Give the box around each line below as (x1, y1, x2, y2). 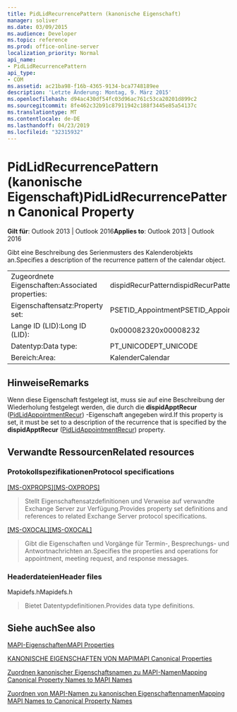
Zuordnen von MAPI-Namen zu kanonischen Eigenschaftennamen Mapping (7, 689, 225, 697)
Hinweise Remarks (7, 377, 90, 389)
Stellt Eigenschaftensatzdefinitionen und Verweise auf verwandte (24, 497, 215, 505)
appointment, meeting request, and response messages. (24, 554, 189, 562)
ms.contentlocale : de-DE (7, 115, 80, 122)
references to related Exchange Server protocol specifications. (24, 512, 207, 520)
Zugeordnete (11, 272, 54, 282)
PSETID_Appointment (109, 305, 181, 315)
